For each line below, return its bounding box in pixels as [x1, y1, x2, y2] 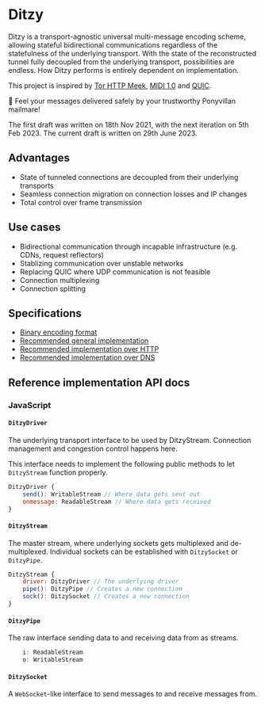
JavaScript [8, 399, 52, 410]
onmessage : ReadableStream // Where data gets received [22, 498, 212, 506]
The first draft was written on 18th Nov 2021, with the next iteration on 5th [8, 120, 249, 129]
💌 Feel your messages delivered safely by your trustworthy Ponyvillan [8, 96, 236, 105]
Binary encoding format [19, 327, 98, 338]
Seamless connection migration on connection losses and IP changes [19, 189, 248, 199]
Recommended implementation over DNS [19, 353, 156, 362]
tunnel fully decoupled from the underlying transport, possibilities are [8, 57, 235, 67]
